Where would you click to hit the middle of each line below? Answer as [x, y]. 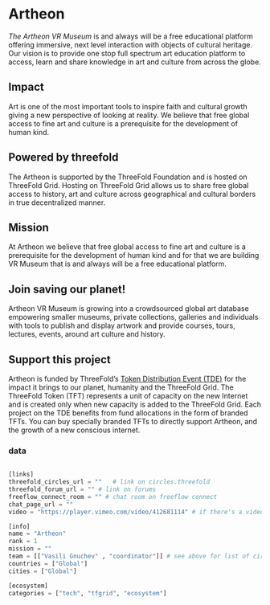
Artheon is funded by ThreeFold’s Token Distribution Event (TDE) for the [127, 379]
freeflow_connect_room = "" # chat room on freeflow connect [113, 497]
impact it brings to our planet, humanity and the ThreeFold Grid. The [121, 387]
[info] [19, 526]
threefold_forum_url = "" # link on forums [82, 490]
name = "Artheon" [37, 534]
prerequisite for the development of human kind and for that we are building [134, 255]
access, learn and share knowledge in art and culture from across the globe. [135, 62]
